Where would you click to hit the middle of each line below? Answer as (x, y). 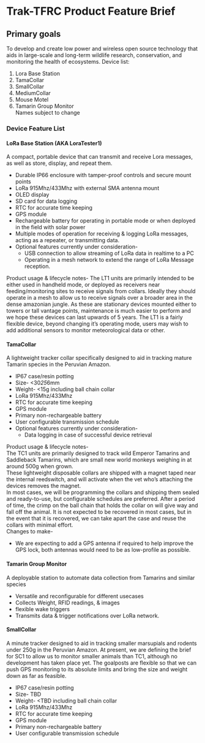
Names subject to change (48, 112)
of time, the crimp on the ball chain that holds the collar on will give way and (102, 505)
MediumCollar (33, 93)
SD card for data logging (46, 201)
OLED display (32, 195)
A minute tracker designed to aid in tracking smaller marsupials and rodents (102, 643)
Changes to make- (30, 532)
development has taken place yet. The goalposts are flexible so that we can (102, 663)
